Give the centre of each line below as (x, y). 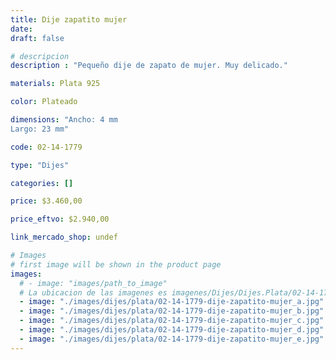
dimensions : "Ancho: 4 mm (64, 120)
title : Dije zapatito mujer (69, 19)
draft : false (37, 38)
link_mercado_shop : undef (64, 237)
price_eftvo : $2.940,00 (60, 219)
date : (21, 29)
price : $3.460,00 (46, 201)
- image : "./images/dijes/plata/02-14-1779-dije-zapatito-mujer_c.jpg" (172, 321)
